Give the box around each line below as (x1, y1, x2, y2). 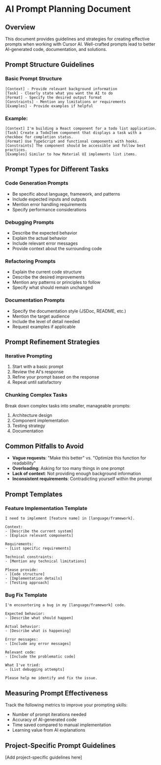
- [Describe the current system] (5, 529, 74, 534)
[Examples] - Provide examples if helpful (5, 103, 93, 108)
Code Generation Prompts (5, 180, 69, 187)
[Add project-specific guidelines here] (5, 754, 82, 760)
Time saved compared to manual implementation (12, 722, 111, 728)
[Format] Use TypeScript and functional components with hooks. (5, 139, 139, 144)
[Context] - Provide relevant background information (5, 86, 118, 91)
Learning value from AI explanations (12, 727, 85, 733)
